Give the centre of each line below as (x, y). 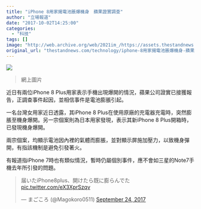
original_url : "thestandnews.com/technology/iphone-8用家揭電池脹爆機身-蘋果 (100, 51)
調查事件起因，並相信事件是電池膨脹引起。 (74, 100)
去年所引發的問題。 (35, 167)
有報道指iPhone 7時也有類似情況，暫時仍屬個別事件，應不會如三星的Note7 (98, 160)
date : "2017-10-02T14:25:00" (42, 23)
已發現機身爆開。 (27, 127)
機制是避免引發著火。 (58, 147)
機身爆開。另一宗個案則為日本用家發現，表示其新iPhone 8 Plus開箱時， (104, 119)
